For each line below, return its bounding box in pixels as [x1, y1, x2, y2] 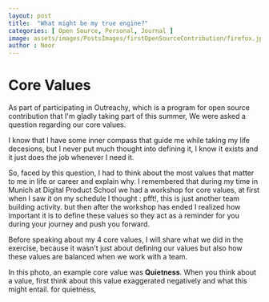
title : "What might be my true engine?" [8, 19, 149, 27]
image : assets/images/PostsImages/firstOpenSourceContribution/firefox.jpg [8, 34, 267, 43]
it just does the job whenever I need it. [8, 153, 134, 162]
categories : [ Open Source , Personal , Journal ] [8, 27, 174, 35]
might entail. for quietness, [8, 284, 97, 294]
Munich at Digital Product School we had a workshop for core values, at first [8, 186, 260, 195]
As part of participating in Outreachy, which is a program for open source [8, 103, 251, 112]
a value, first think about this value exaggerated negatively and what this [8, 276, 247, 286]
